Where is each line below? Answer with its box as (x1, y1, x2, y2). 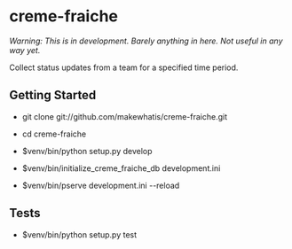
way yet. (9, 44, 41, 55)
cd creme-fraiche (21, 128, 87, 139)
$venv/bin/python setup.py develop (21, 145, 153, 156)
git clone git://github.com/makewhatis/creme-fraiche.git (21, 111, 228, 121)
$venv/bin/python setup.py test (21, 229, 138, 240)
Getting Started (9, 88, 97, 103)
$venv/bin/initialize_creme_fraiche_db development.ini (21, 162, 221, 174)
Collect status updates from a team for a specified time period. (9, 62, 239, 73)
